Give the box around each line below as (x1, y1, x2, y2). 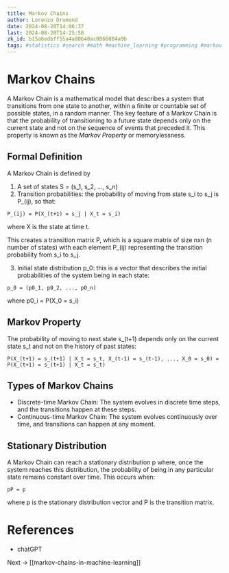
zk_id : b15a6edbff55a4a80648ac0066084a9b (7, 36, 128, 43)
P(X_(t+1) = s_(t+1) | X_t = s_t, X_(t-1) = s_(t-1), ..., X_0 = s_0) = (7, 355, 219, 362)
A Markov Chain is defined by (7, 169, 91, 177)
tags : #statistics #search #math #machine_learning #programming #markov (7, 42, 223, 49)
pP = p (7, 486, 26, 493)
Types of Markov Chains (7, 380, 114, 391)
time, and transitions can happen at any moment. (16, 420, 156, 429)
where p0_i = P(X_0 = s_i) (7, 296, 80, 305)
